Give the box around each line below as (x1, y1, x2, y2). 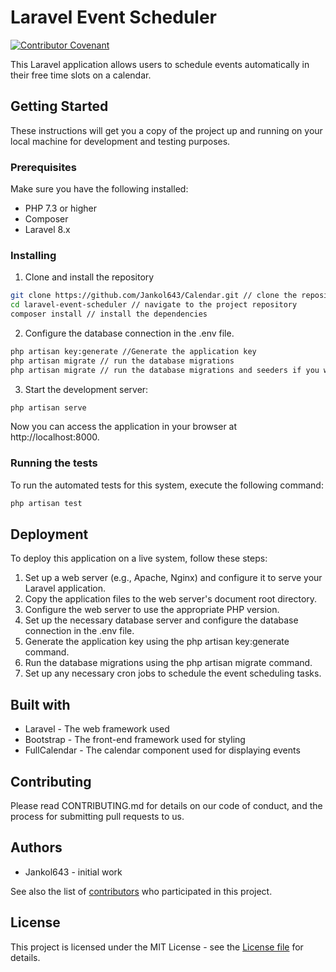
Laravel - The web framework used (24, 723, 170, 735)
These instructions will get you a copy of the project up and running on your (10, 124, 323, 136)
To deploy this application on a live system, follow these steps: (10, 552, 268, 565)
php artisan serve (10, 402, 87, 413)
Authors (10, 839, 63, 856)
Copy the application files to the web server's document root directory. (24, 593, 318, 605)
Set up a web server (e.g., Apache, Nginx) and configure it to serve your (24, 572, 323, 584)
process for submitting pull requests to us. (10, 811, 185, 823)
